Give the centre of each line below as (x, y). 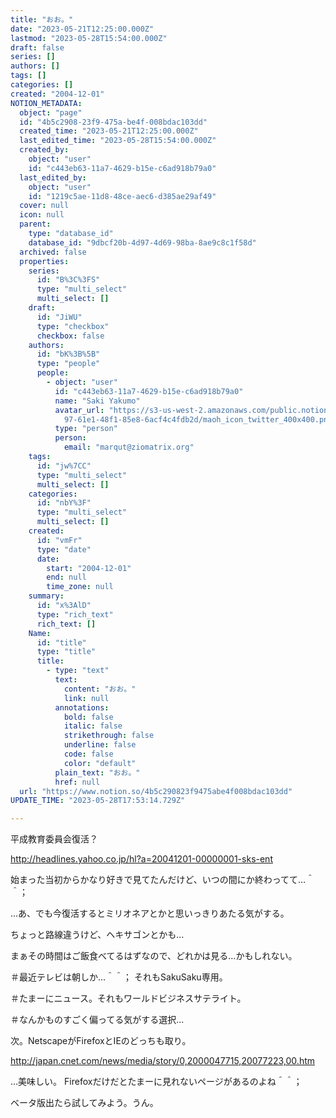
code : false (88, 754)
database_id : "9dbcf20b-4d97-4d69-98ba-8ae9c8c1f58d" (142, 242)
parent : (35, 224)
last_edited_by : (53, 177)
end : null (66, 577)
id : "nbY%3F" (64, 503)
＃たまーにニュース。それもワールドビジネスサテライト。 (128, 998)
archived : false (53, 252)
